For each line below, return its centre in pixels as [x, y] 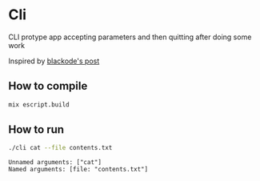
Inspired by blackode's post [54, 61]
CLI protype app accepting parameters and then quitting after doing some [130, 37]
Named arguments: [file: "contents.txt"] [78, 170]
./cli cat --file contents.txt [60, 148]
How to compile [48, 86]
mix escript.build [39, 105]
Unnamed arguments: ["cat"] [55, 163]
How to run [36, 130]
